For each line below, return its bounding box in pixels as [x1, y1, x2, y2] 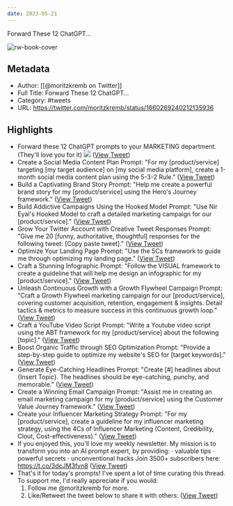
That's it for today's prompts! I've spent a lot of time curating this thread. [17, 469, 226, 477]
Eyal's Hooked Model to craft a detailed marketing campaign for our [17, 210, 212, 218]
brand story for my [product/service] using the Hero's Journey [17, 187, 197, 196]
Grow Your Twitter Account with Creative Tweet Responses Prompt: [17, 224, 211, 233]
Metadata [7, 63, 50, 75]
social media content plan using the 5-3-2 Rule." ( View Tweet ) [37, 173, 216, 181]
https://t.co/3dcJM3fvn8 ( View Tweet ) [17, 461, 128, 470]
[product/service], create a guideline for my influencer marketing [17, 417, 204, 426]
